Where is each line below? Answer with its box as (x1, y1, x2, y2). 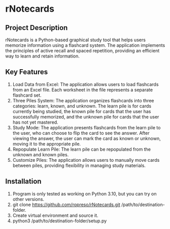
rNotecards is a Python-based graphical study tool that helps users (5, 37, 146, 43)
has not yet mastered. (12, 119, 58, 125)
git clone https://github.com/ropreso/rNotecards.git (12, 202, 121, 208)
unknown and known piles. (12, 151, 69, 158)
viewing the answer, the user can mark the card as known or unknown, (12, 135, 161, 141)
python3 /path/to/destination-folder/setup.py (12, 217, 107, 224)
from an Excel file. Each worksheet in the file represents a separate (12, 87, 153, 93)
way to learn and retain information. (5, 53, 80, 59)
